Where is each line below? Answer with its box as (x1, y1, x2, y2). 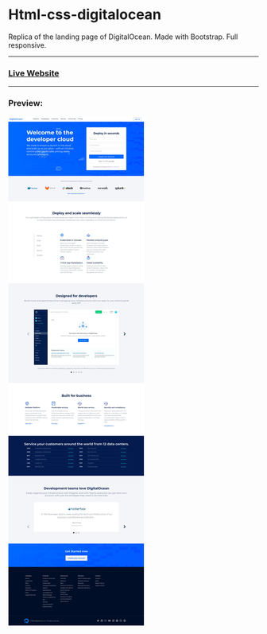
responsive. (8, 40, 47, 49)
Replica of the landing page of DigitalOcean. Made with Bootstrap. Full (8, 32, 238, 41)
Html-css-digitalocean (8, 6, 161, 24)
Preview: (8, 98, 44, 109)
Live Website (8, 68, 60, 79)
